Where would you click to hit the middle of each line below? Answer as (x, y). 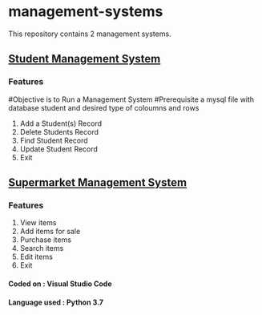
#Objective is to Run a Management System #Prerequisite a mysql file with (131, 99)
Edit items (36, 257)
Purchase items (46, 240)
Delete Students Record (59, 131)
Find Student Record (54, 140)
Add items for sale (50, 232)
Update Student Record (59, 149)
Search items (42, 248)
